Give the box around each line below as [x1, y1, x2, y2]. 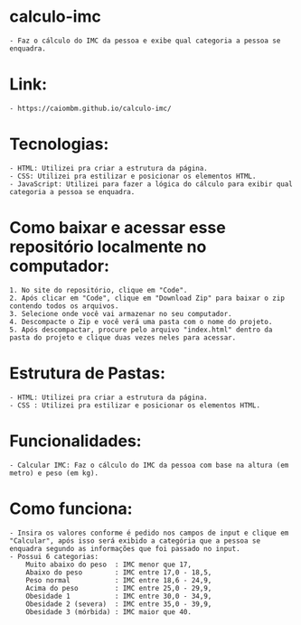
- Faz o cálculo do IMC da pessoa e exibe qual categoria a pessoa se [9, 36, 281, 45]
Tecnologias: [9, 134, 109, 154]
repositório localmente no [9, 237, 207, 257]
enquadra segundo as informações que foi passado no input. [9, 544, 241, 553]
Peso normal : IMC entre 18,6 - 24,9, [25, 575, 212, 584]
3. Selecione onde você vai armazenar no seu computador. [9, 309, 232, 318]
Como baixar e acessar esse [9, 218, 226, 238]
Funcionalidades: [9, 431, 142, 451]
